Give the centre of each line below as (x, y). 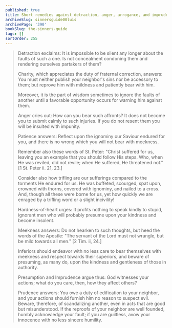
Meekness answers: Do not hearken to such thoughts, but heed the (89, 230)
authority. (28, 267)
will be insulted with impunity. (49, 126)
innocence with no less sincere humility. (60, 320)
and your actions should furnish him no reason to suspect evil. (83, 298)
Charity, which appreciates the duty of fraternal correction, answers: (90, 74)
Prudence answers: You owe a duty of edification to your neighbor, (88, 293)
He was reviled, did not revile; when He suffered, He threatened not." (91, 162)
